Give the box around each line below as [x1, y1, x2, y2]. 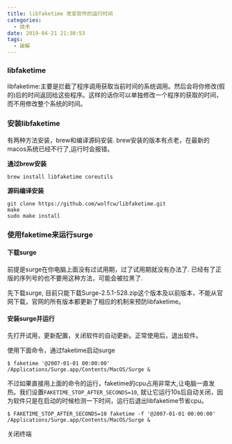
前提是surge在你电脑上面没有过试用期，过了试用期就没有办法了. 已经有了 [7, 265, 216, 273]
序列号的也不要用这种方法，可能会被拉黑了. [19, 273, 144, 282]
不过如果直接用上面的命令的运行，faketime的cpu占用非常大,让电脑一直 [7, 379, 209, 387]
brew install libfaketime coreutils [7, 173, 113, 180]
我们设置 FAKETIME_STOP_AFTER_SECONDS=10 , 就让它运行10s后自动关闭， [19, 388, 217, 396]
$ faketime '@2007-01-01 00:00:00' [7, 360, 110, 367]
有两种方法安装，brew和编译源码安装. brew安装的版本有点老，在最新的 [7, 136, 210, 144]
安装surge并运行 [7, 315, 56, 323]
